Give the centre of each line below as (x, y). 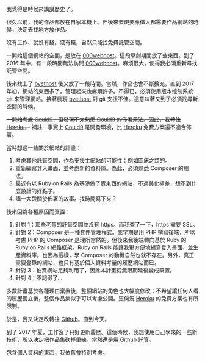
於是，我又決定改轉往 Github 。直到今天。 (58, 319)
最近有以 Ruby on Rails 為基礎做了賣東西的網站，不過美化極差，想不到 (103, 183)
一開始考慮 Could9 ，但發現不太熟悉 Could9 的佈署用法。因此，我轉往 (94, 119)
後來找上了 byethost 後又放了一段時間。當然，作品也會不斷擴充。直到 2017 (100, 83)
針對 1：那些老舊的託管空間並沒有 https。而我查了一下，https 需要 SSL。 (106, 225)
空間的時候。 (22, 106)
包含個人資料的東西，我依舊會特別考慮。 (57, 353)
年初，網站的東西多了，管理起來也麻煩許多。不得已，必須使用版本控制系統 (100, 91)
